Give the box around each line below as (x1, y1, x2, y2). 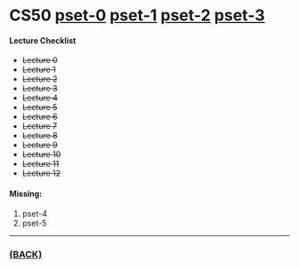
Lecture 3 (21, 83, 58, 94)
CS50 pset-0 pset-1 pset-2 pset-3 (9, 5, 265, 26)
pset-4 (21, 208, 47, 218)
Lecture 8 (21, 130, 58, 141)
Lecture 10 (21, 149, 61, 160)
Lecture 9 (21, 139, 58, 151)
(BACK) (9, 248, 43, 260)
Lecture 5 (21, 102, 58, 113)
